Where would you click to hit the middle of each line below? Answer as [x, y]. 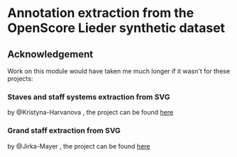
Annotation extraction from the [101, 13]
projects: [20, 78]
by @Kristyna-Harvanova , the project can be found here [90, 112]
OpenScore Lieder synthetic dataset [116, 28]
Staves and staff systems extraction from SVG [89, 97]
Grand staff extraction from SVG [64, 131]
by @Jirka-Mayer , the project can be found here [79, 146]
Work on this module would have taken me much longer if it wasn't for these [119, 71]
